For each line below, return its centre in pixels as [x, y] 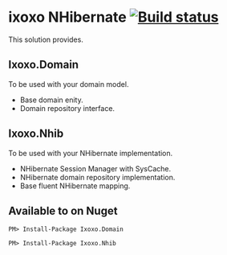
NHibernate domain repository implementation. [97, 177]
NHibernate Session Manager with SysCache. [95, 168]
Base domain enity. [51, 100]
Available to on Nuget [63, 210]
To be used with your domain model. [69, 84]
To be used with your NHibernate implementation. [91, 153]
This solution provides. [46, 39]
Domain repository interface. [67, 108]
